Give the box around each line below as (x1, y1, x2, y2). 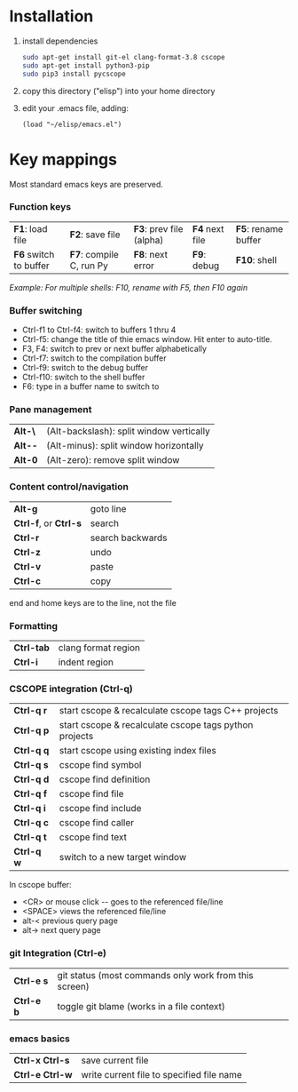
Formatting (9, 619, 59, 632)
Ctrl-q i (13, 802, 46, 815)
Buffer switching (9, 304, 82, 316)
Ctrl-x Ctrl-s (13, 1054, 70, 1066)
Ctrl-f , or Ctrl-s (13, 517, 82, 530)
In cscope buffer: (9, 880, 73, 890)
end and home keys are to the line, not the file (9, 597, 177, 608)
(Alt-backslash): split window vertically (46, 425, 210, 437)
